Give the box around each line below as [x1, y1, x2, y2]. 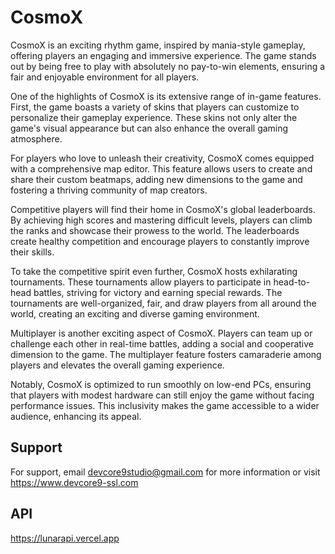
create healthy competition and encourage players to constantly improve [10, 235, 310, 247]
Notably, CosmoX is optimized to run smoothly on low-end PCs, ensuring [10, 378, 312, 390]
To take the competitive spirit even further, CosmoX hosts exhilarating [10, 265, 298, 277]
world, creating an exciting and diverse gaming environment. [10, 307, 260, 320]
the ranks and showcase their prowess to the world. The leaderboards [10, 224, 300, 236]
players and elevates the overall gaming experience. [10, 359, 225, 371]
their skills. [10, 246, 55, 258]
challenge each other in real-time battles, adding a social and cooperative [10, 337, 315, 350]
